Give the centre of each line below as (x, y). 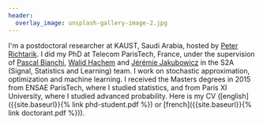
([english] (233, 96)
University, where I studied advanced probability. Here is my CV (112, 96)
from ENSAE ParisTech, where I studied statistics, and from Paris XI (118, 87)
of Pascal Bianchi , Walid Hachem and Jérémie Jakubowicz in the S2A (121, 62)
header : (21, 15)
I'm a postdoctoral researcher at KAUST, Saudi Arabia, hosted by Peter (123, 45)
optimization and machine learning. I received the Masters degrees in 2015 (130, 79)
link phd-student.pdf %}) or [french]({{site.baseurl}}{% (162, 104)
